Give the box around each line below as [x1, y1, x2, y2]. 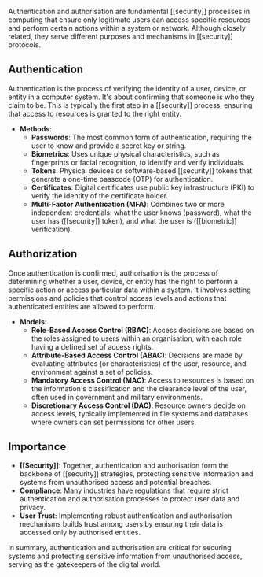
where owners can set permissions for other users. [31, 417, 197, 427]
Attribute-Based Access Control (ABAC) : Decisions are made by [31, 350, 243, 360]
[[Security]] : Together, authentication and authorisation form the [19, 460, 229, 471]
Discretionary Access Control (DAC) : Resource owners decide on [31, 401, 246, 410]
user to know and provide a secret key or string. [31, 141, 187, 150]
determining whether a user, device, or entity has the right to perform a [8, 276, 238, 286]
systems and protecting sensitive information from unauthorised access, [8, 551, 243, 561]
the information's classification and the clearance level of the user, [31, 383, 247, 393]
